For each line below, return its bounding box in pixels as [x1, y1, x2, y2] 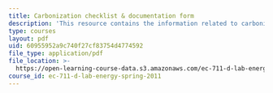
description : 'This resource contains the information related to [8, 19, 238, 27]
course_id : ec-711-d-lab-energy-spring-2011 [8, 72, 162, 80]
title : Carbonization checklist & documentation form [8, 11, 195, 20]
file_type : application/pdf [8, 49, 104, 57]
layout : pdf [8, 34, 49, 43]
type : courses [8, 27, 57, 35]
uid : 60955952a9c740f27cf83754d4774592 [8, 42, 144, 50]
